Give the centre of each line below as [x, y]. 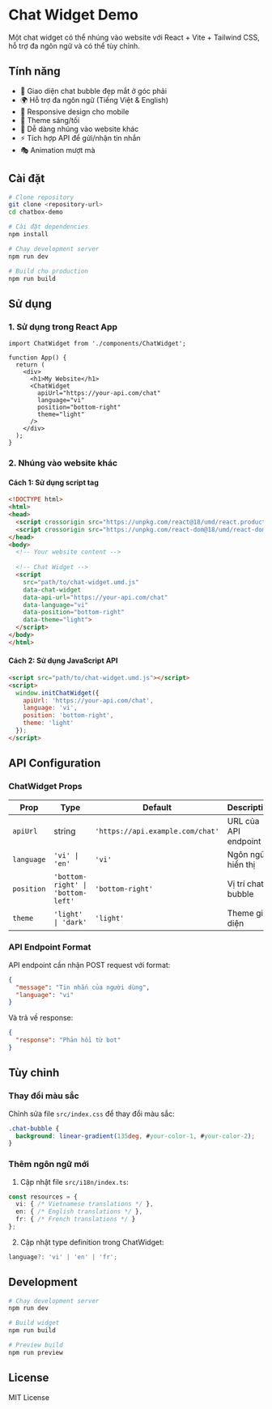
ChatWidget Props [45, 787]
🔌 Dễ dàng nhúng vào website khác [79, 129]
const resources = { [43, 1197]
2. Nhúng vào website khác [63, 463]
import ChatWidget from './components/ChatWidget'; [97, 344]
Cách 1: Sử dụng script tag [53, 482]
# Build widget [34, 1323]
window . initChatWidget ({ [57, 693]
